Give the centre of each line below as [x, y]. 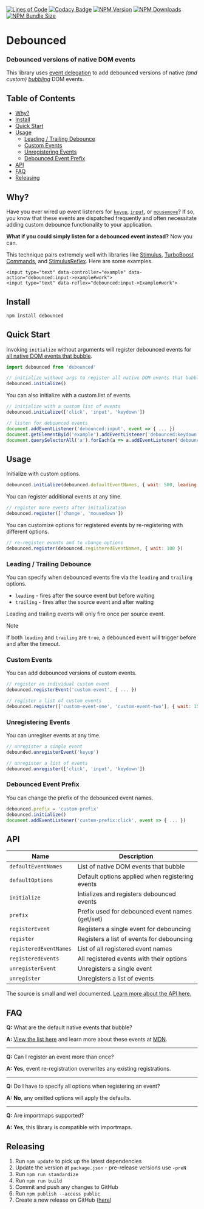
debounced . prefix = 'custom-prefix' [53, 809]
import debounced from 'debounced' [51, 367]
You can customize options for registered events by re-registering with [95, 525]
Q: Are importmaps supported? [45, 1116]
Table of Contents [41, 98]
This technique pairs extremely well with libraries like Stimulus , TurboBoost [100, 255]
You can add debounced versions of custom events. [71, 673]
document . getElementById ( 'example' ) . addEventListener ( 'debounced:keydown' [103, 434]
